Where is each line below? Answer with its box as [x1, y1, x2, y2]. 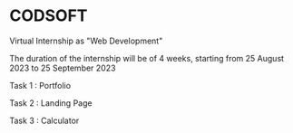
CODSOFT [9, 5, 88, 26]
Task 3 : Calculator [9, 115, 80, 126]
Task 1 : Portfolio [9, 80, 71, 90]
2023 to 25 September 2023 [9, 62, 116, 73]
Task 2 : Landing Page [9, 97, 93, 109]
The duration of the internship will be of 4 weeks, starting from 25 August [9, 52, 284, 63]
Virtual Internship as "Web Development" [9, 35, 163, 46]
